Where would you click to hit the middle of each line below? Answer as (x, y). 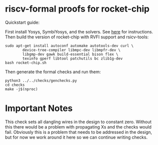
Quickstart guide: (22, 22)
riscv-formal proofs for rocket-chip (77, 9)
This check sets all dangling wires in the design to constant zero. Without (78, 122)
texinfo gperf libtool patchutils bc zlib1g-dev (73, 58)
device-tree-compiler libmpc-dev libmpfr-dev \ (71, 50)
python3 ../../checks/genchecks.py (41, 81)
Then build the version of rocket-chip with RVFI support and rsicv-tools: (77, 37)
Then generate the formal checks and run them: (53, 72)
